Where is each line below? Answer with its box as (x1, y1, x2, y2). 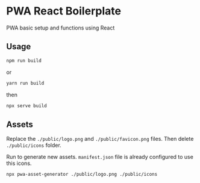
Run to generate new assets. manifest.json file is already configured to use (6, 154, 194, 161)
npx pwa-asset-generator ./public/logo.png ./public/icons (6, 172, 158, 178)
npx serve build (6, 102, 47, 109)
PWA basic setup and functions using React (6, 24, 115, 31)
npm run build (6, 57, 42, 64)
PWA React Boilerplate (6, 4, 122, 18)
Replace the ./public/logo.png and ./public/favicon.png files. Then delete (6, 135, 194, 143)
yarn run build (6, 80, 45, 86)
